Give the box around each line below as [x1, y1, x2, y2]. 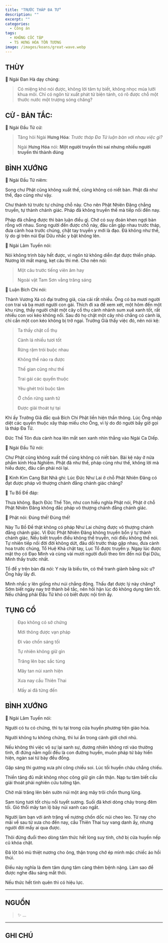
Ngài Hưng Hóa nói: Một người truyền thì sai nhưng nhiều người [17, 144, 151, 150]
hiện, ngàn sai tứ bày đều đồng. [5, 755, 70, 761]
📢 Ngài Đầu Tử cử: [5, 125, 43, 131]
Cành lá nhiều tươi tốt [17, 337, 61, 343]
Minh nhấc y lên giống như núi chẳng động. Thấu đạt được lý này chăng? [5, 581, 155, 587]
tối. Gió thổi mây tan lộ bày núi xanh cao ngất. [5, 804, 99, 810]
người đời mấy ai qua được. [5, 824, 61, 830]
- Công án [9, 26, 30, 31]
